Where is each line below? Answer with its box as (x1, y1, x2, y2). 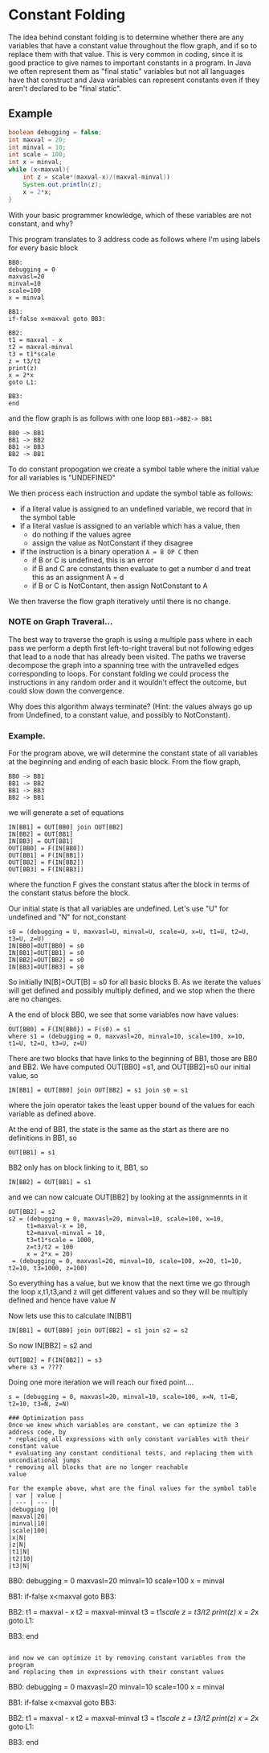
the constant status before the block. (8, 888, 131, 898)
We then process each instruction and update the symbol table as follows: (8, 488, 254, 498)
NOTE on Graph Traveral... (8, 616, 113, 628)
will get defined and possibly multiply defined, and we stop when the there (8, 986, 255, 995)
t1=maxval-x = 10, (26, 1222, 88, 1230)
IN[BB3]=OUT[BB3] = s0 (8, 963, 84, 971)
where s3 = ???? (8, 1364, 63, 1372)
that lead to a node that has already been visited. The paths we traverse (8, 652, 247, 661)
